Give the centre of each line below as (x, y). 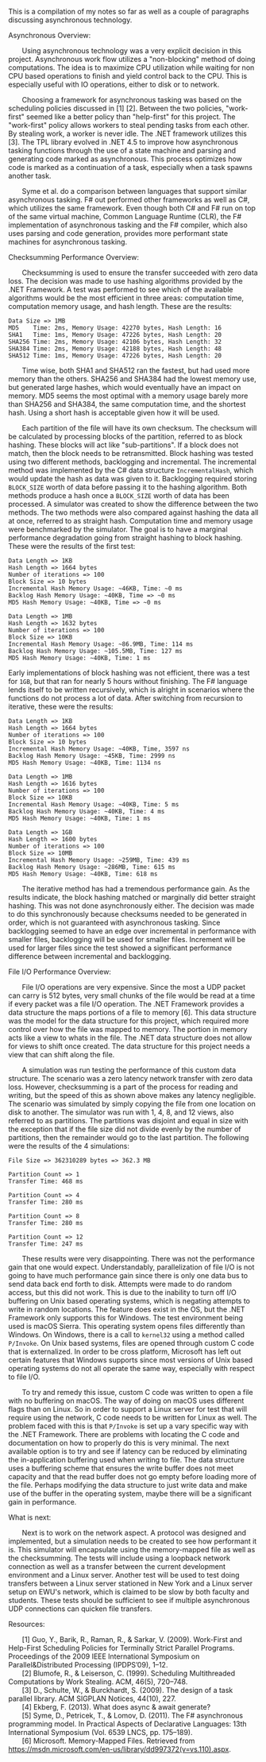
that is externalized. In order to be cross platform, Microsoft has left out (125, 1351)
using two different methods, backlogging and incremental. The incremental (132, 462)
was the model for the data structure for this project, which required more (129, 1021)
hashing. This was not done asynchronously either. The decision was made (131, 906)
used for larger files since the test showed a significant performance (120, 948)
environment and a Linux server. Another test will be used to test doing (124, 1575)
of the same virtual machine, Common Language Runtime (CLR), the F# (125, 216)
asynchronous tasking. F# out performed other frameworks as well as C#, (129, 199)
